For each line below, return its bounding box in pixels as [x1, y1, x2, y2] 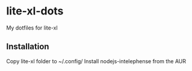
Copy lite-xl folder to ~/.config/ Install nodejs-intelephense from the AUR [6, 57, 187, 64]
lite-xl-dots [6, 4, 64, 18]
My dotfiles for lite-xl [6, 24, 58, 31]
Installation [6, 42, 49, 52]
